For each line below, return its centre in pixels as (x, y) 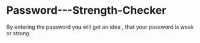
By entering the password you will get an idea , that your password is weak (100, 27)
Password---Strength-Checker (86, 10)
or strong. (19, 33)
